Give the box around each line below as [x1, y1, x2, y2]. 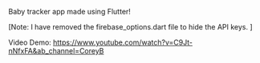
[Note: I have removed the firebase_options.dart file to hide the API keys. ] [8, 22, 253, 31]
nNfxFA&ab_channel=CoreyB [8, 46, 104, 55]
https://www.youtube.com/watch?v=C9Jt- [53, 37, 193, 47]
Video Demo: [8, 37, 52, 47]
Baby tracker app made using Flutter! [8, 7, 131, 16]
